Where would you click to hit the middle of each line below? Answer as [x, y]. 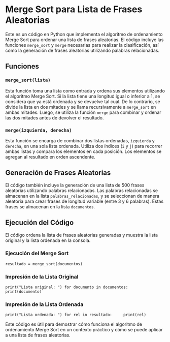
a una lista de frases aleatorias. [38, 335]
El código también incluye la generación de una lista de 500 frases [75, 185]
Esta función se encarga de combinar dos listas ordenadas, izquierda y [80, 140]
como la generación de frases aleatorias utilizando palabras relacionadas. [82, 50]
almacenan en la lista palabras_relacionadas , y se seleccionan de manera [82, 196]
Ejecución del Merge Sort [37, 254]
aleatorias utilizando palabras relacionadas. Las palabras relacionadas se [82, 190]
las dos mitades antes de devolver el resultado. [55, 117]
